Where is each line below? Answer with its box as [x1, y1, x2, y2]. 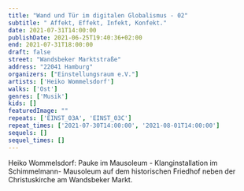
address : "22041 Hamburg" [8, 63, 93, 71]
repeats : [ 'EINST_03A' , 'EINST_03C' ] [8, 114, 132, 122]
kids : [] [8, 99, 37, 107]
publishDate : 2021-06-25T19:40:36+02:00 [8, 33, 143, 42]
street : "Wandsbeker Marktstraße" [8, 56, 122, 64]
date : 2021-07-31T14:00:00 [8, 26, 97, 34]
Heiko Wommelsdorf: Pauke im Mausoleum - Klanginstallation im [8, 158, 218, 167]
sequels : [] [8, 129, 47, 137]
